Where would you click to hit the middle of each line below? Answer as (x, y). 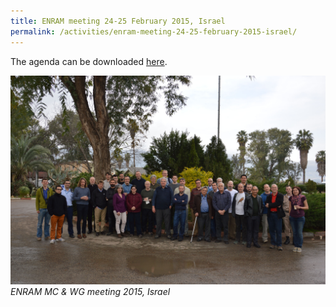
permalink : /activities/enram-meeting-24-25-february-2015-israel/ (154, 31)
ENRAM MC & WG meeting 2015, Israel (90, 292)
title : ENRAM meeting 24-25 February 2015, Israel (118, 21)
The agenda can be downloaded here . (89, 61)
